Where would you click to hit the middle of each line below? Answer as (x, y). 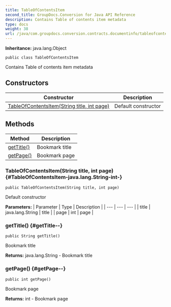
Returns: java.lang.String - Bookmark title (49, 255)
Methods (20, 124)
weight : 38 (17, 29)
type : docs (17, 24)
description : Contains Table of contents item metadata (66, 19)
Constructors (27, 83)
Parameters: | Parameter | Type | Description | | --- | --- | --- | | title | (78, 207)
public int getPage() (28, 279)
